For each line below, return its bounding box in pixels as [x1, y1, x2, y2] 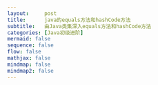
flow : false [7, 49, 41, 56]
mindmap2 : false [7, 67, 54, 74]
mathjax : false [7, 55, 51, 62]
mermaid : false [7, 36, 51, 42]
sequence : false [7, 42, 54, 49]
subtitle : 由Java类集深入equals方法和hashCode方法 [7, 23, 152, 29]
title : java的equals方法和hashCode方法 [7, 16, 131, 23]
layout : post [7, 10, 57, 17]
